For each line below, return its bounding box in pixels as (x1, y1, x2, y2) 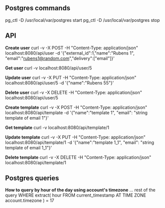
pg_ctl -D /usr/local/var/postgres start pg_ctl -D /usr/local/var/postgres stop (5, 17, 160, 23)
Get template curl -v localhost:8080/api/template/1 (5, 124, 110, 131)
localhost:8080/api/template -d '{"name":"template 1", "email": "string (5, 109, 148, 116)
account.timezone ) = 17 (5, 198, 55, 204)
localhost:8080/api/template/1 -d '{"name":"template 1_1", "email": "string (5, 139, 155, 145)
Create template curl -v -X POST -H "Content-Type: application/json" (5, 104, 148, 110)
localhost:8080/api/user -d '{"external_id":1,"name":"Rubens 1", (5, 50, 135, 56)
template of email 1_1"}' (5, 144, 52, 150)
